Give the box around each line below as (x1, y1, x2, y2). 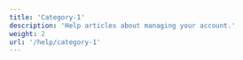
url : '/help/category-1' (9, 37, 101, 47)
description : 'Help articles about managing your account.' (9, 21, 237, 30)
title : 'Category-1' (9, 12, 86, 22)
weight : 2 (9, 29, 46, 38)
